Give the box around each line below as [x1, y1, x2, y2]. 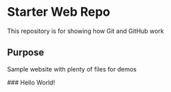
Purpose [7, 47, 45, 58]
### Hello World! [7, 78, 56, 87]
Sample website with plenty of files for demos [7, 65, 137, 73]
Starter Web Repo [7, 4, 111, 20]
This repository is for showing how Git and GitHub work [7, 27, 164, 35]
